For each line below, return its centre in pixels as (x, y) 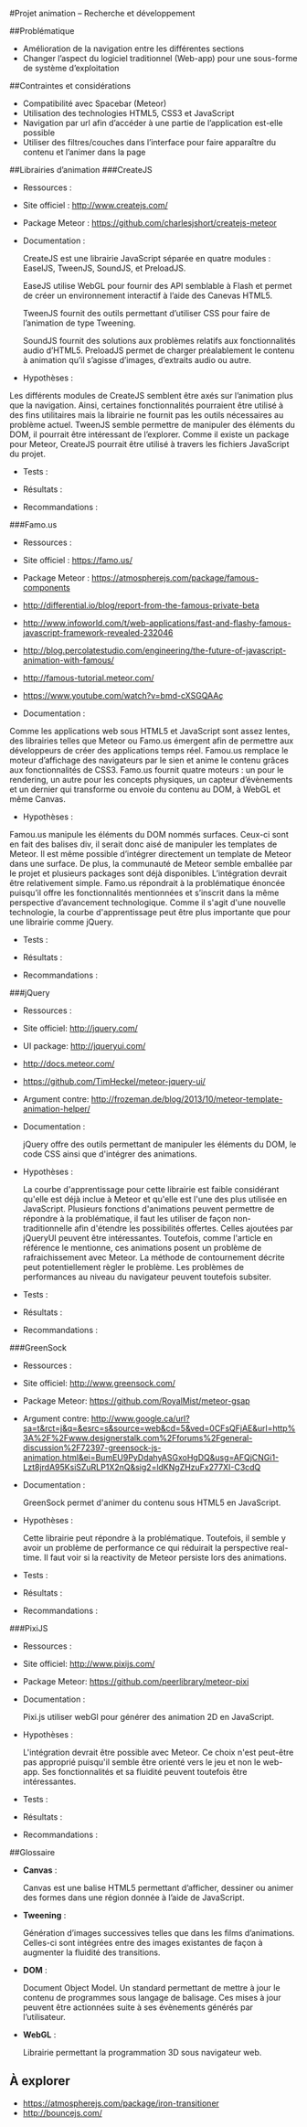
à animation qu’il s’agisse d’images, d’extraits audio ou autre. (137, 360)
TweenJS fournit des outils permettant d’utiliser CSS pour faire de (146, 313)
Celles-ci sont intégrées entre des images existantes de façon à (143, 1943)
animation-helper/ (56, 1109)
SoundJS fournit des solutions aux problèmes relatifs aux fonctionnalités (159, 341)
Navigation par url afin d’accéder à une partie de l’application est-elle (153, 123)
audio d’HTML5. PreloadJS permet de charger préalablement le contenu (159, 350)
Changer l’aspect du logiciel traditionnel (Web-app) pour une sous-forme (160, 58)
